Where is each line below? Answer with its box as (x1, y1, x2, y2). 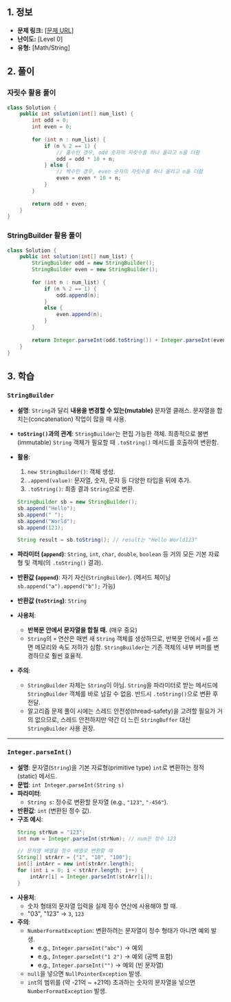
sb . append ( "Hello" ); (16, 504, 76, 512)
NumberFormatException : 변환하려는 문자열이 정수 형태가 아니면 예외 (27, 926, 210, 934)
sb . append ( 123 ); (16, 524, 64, 531)
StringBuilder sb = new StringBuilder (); (16, 499, 138, 506)
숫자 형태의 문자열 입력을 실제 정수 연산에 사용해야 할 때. (27, 901, 178, 910)
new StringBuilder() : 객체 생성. (27, 468, 115, 476)
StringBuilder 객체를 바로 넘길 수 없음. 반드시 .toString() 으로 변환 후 (27, 689, 219, 698)
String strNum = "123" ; (16, 829, 86, 836)
